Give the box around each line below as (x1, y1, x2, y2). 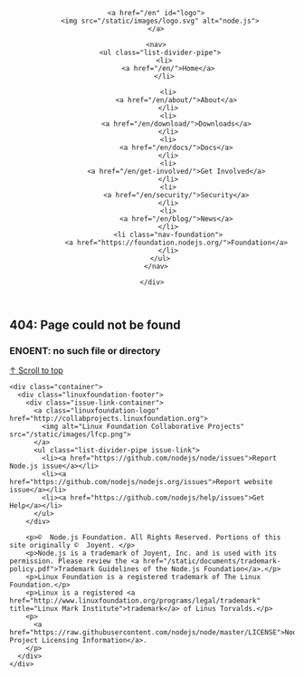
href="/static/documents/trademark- (143, 557, 281, 566)
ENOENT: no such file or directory (9, 344, 161, 357)
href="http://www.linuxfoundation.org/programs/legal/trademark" (9, 596, 261, 605)
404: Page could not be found (9, 318, 181, 332)
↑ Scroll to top (9, 365, 63, 376)
